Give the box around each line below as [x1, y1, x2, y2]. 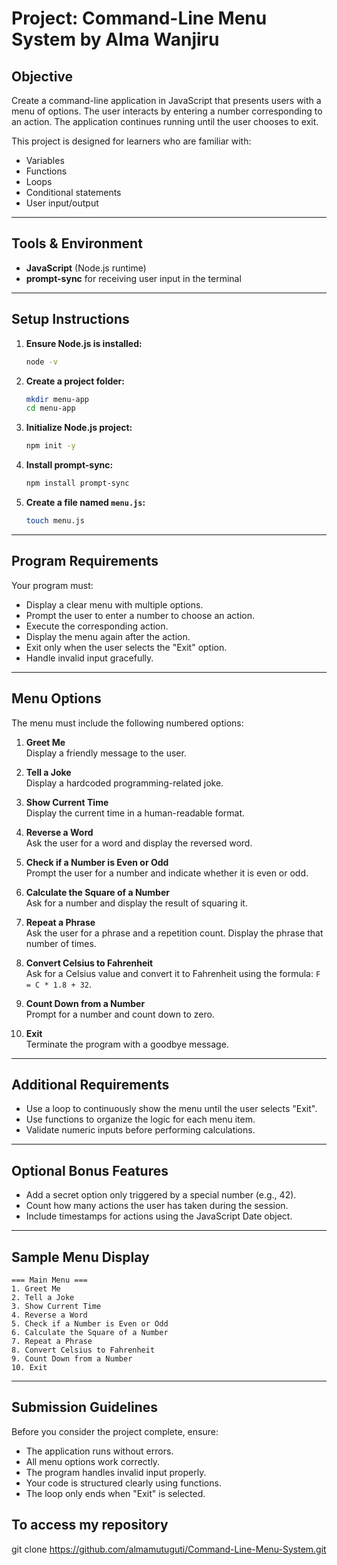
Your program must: [11, 579, 94, 591]
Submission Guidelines [11, 1399, 159, 1416]
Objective [11, 68, 74, 85]
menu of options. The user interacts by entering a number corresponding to [11, 105, 323, 117]
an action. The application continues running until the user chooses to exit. [11, 116, 319, 127]
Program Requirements [11, 553, 159, 570]
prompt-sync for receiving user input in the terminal [25, 272, 242, 284]
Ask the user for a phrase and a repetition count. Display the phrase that [25, 927, 324, 939]
